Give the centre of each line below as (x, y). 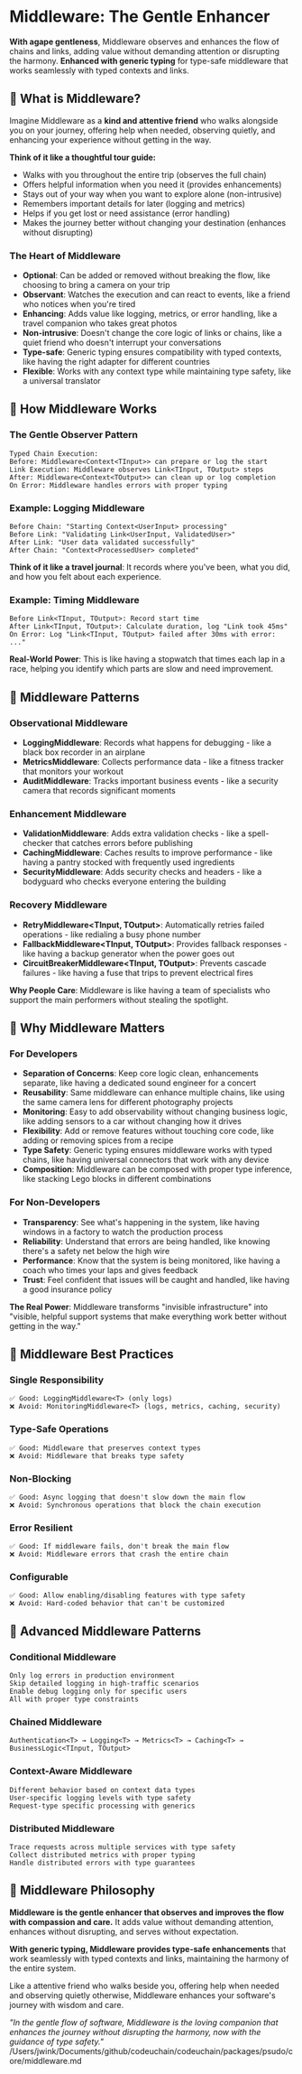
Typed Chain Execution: (54, 453)
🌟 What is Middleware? (75, 99)
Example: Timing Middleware (74, 600)
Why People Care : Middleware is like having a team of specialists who (140, 990)
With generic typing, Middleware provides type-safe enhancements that (148, 1948)
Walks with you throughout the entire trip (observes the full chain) (145, 174)
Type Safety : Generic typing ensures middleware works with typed (147, 1150)
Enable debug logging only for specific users (98, 1692)
